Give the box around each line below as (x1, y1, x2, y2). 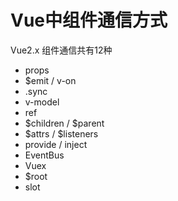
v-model (24, 96, 60, 108)
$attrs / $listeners (24, 127, 99, 140)
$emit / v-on (24, 74, 77, 86)
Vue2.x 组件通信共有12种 (10, 44, 113, 56)
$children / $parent (24, 117, 105, 129)
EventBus (24, 149, 65, 161)
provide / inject (24, 138, 88, 150)
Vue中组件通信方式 (10, 9, 168, 32)
